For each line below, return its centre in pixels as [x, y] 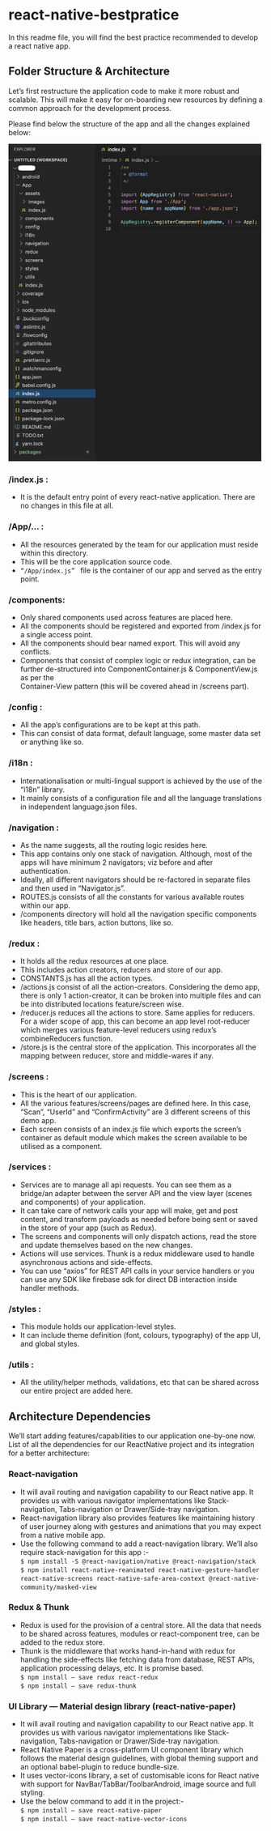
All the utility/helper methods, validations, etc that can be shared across [140, 1382]
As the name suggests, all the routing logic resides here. [114, 845]
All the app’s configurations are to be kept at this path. [110, 725]
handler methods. [49, 1288]
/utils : [21, 1365]
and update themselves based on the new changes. [106, 1245]
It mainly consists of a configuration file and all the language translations [141, 798]
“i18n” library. [42, 789]
